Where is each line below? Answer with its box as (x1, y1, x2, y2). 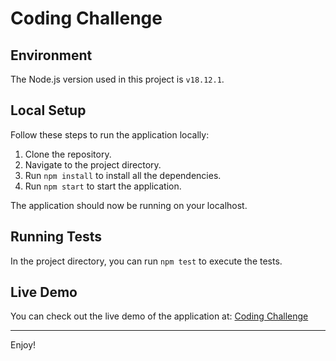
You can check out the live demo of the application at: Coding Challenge (10, 310, 309, 322)
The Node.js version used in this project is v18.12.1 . (10, 73, 225, 85)
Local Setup (10, 102, 87, 119)
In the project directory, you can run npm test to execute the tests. (10, 255, 283, 267)
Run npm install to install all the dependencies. (24, 169, 222, 181)
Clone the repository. (24, 148, 112, 160)
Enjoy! (10, 339, 37, 351)
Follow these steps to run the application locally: (10, 128, 210, 141)
